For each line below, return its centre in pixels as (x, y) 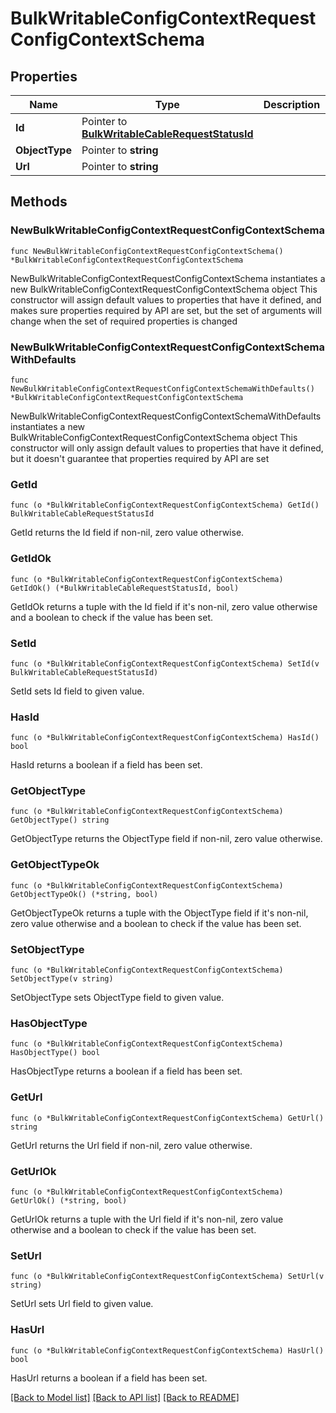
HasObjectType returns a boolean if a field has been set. (126, 1071)
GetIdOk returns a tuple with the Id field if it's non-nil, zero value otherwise (164, 606)
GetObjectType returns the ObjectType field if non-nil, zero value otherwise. (166, 839)
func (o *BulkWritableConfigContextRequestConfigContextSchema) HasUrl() (167, 1350)
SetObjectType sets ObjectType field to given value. (117, 998)
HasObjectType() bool (55, 1053)
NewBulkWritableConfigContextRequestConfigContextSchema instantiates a (168, 278)
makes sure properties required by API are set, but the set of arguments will (166, 310)
